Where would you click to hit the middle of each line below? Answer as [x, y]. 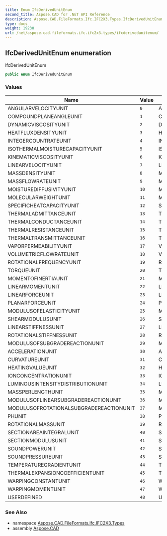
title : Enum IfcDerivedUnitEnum [39, 10]
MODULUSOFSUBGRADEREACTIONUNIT [56, 343]
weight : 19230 [20, 28]
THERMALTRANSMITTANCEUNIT [47, 238]
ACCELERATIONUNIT [33, 351]
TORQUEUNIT [24, 270]
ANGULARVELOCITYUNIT [38, 108]
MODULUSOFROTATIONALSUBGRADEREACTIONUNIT [71, 408]
